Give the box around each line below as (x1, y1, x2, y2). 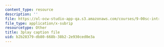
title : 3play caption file (5, 30, 60, 35)
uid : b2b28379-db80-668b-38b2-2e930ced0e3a (5, 35, 95, 40)
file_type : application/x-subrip (5, 21, 73, 26)
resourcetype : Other (5, 25, 47, 30)
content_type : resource (5, 7, 54, 12)
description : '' (5, 12, 38, 17)
